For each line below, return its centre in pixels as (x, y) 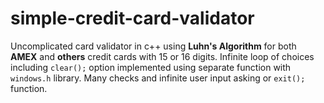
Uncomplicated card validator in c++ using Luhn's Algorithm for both (153, 46)
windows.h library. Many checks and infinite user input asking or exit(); (158, 78)
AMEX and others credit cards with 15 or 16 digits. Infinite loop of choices (162, 56)
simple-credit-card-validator (132, 18)
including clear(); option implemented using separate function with (151, 67)
